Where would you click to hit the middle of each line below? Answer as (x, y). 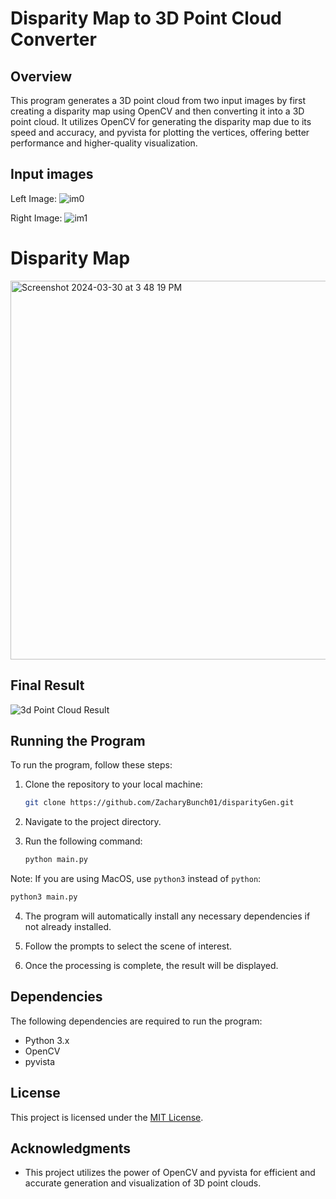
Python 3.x (47, 1040)
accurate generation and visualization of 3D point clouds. (143, 1183)
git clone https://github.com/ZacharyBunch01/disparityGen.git (159, 803)
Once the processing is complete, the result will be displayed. (151, 965)
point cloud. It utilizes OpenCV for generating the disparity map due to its (161, 121)
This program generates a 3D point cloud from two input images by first (158, 100)
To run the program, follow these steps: (91, 765)
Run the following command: (83, 841)
